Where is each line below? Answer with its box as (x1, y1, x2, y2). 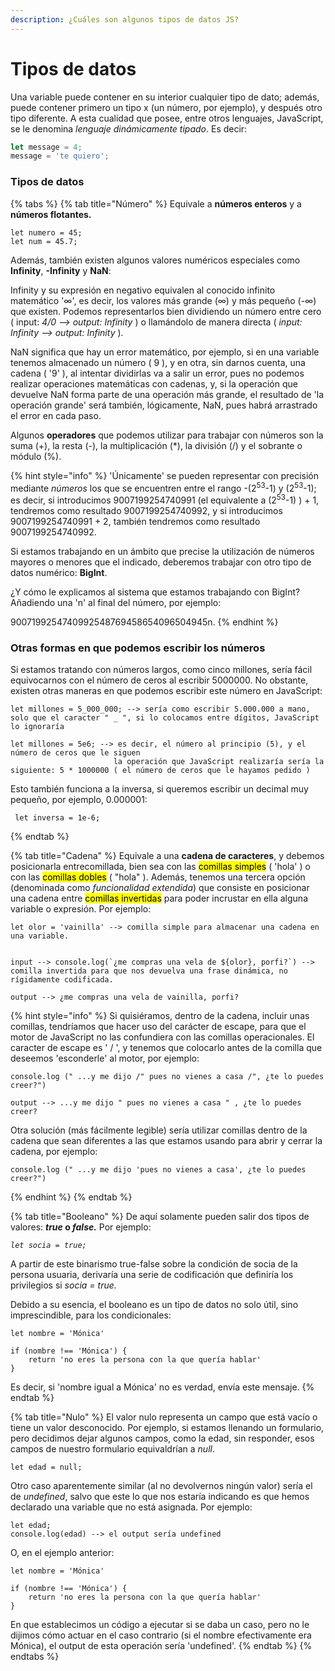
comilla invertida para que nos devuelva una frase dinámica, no (10, 966, 288, 976)
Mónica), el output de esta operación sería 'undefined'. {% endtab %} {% (10, 1640, 313, 1652)
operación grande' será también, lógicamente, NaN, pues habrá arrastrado (10, 399, 318, 411)
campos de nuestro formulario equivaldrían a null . (10, 1443, 215, 1455)
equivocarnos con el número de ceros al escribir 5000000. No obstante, (10, 674, 309, 686)
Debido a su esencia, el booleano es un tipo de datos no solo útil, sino (10, 1299, 299, 1311)
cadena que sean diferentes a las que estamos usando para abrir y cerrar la (10, 1135, 323, 1147)
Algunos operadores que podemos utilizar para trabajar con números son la (10, 429, 324, 441)
